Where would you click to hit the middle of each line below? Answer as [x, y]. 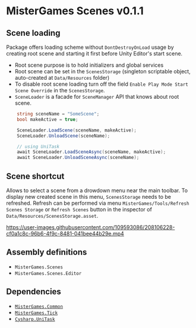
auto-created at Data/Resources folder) [62, 78]
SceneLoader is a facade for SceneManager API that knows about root [97, 97]
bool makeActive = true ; [48, 119]
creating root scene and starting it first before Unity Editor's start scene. [94, 54]
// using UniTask [38, 146]
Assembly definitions [47, 252]
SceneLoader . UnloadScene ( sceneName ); [64, 136]
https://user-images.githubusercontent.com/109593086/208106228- [91, 227]
